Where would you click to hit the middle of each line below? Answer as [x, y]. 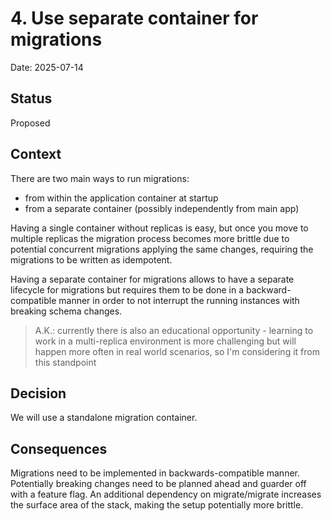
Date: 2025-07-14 [47, 67]
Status [31, 98]
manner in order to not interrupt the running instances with [179, 300]
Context [36, 154]
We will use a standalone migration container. [104, 418]
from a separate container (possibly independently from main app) [162, 208]
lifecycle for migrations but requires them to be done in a [127, 289]
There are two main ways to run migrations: [100, 178]
